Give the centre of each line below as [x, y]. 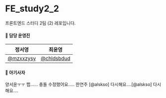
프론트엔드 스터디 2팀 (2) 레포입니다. [40, 23]
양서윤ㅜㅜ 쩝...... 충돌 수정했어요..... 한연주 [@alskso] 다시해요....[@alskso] [79, 85]
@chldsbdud [56, 59]
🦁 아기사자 [15, 72]
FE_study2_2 [32, 9]
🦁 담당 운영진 [18, 35]
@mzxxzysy [22, 59]
